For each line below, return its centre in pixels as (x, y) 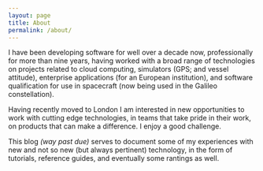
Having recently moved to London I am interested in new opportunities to (126, 110)
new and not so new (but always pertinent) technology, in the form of (120, 150)
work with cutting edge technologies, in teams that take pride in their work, (130, 118)
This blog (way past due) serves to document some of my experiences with (131, 142)
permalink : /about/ (40, 30)
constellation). (31, 95)
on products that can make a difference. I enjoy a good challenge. (115, 126)
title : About (30, 23)
